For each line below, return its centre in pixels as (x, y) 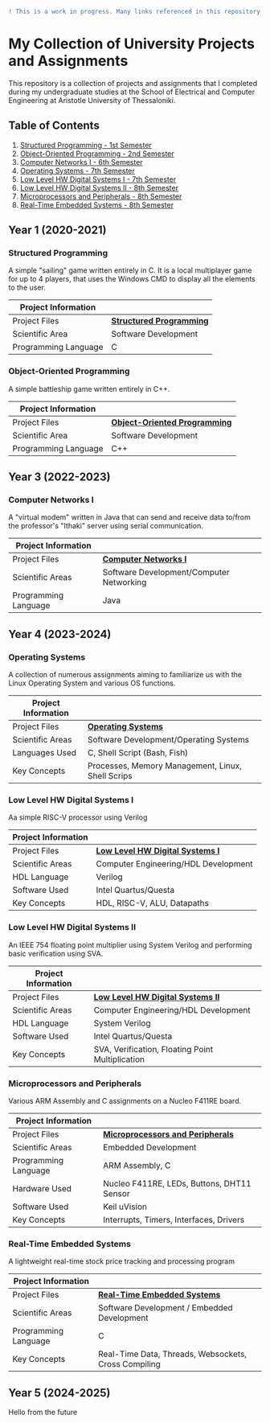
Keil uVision (125, 1207)
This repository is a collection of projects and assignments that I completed (133, 83)
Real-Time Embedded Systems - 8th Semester (97, 204)
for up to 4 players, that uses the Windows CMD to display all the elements (132, 279)
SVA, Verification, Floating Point (153, 1049)
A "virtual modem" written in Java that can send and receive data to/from (130, 517)
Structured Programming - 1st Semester (86, 145)
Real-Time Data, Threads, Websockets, (172, 1354)
